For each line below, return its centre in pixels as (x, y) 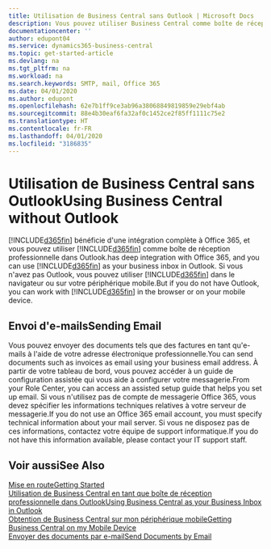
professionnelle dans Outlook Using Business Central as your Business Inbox (135, 502)
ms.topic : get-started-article (61, 53)
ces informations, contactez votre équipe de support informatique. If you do (133, 431)
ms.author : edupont (41, 99)
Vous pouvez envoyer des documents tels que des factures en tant (120, 345)
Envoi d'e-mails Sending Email (85, 325)
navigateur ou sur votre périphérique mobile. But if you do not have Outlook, (134, 283)
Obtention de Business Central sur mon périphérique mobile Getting (120, 519)
